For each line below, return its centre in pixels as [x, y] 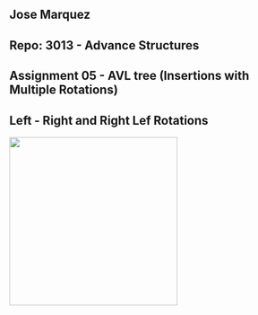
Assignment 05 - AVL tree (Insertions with [129, 76]
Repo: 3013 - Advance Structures [104, 45]
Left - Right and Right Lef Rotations [109, 120]
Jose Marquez [50, 15]
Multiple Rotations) [64, 90]
